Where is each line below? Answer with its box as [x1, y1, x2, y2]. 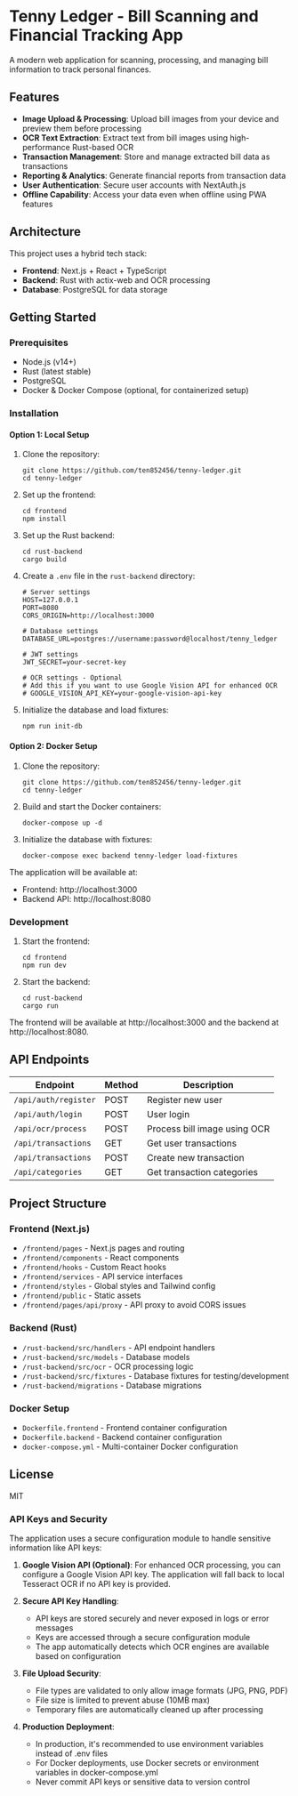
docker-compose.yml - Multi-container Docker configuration [21, 1441, 238, 1452]
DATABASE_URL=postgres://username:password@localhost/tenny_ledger [21, 634, 278, 644]
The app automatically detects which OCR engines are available [35, 1641, 270, 1652]
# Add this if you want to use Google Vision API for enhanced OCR [21, 681, 278, 690]
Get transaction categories [146, 1165, 258, 1178]
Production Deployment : [21, 1721, 115, 1732]
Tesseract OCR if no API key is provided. [21, 1579, 171, 1590]
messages [35, 1623, 74, 1633]
